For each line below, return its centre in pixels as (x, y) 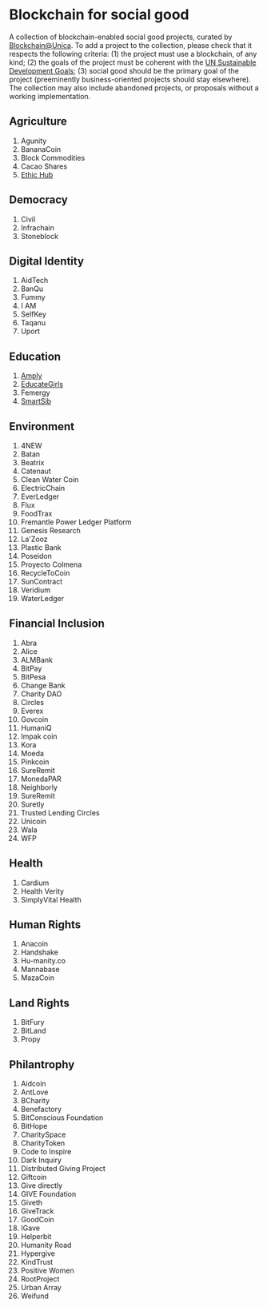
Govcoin (34, 719)
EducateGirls (42, 385)
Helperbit (36, 1237)
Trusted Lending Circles (60, 812)
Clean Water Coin (50, 480)
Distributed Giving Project (63, 1169)
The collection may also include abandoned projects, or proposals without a (134, 88)
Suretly (32, 804)
